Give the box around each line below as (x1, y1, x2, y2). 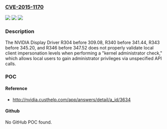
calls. (5, 60, 17, 66)
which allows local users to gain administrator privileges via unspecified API (5, 55, 162, 61)
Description (5, 28, 35, 35)
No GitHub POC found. (5, 119, 52, 125)
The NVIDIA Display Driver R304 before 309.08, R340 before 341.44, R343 (5, 39, 160, 45)
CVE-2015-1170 (5, 3, 44, 10)
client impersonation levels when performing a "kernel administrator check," (5, 50, 162, 56)
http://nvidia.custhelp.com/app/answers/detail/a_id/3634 (12, 96, 131, 102)
